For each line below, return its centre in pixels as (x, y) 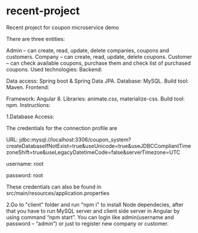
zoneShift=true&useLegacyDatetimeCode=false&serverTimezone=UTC (93, 152)
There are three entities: (36, 39)
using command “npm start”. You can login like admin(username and (90, 217)
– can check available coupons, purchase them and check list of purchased (99, 63)
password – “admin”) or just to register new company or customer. (87, 223)
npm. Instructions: (28, 105)
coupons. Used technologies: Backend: (54, 69)
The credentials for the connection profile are (62, 128)
